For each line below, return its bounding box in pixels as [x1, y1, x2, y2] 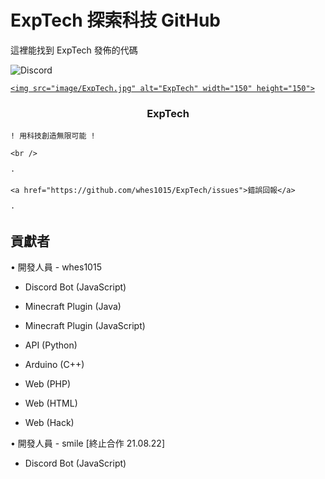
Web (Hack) [24, 417, 75, 429]
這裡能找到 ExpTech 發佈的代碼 [10, 44, 138, 56]
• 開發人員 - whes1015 [10, 261, 102, 273]
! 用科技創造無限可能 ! [10, 131, 96, 141]
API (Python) [24, 339, 78, 351]
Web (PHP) [24, 378, 72, 390]
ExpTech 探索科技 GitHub [10, 9, 221, 32]
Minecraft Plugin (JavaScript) [24, 320, 146, 332]
